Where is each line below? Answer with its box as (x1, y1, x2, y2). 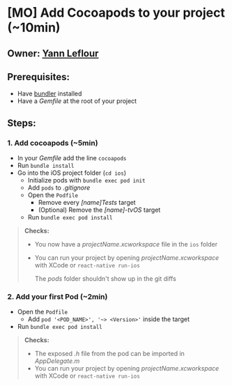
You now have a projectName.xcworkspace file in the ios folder (34, 240, 218, 249)
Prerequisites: (7, 71, 70, 83)
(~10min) (7, 20, 61, 36)
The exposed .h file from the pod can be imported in (34, 350, 185, 358)
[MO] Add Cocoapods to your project (7, 5, 225, 21)
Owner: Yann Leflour (7, 47, 99, 59)
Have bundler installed (17, 89, 82, 98)
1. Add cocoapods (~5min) (7, 138, 99, 148)
